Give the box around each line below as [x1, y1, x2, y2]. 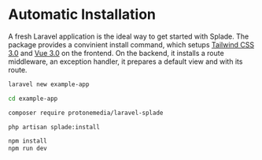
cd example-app [8, 95, 58, 102]
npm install [8, 137, 47, 145]
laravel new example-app [8, 80, 90, 88]
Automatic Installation [8, 6, 156, 24]
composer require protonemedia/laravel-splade [8, 109, 164, 117]
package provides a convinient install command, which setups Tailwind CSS [8, 39, 254, 49]
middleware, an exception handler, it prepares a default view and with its [8, 57, 243, 66]
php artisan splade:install [8, 123, 101, 131]
